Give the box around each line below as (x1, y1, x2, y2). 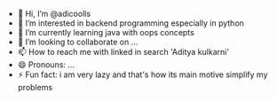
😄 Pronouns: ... (17, 59, 75, 70)
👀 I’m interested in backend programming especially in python (17, 18, 244, 28)
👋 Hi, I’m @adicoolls (17, 9, 91, 19)
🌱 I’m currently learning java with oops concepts (17, 27, 195, 37)
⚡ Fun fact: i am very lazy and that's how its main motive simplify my (17, 69, 268, 80)
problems (17, 82, 53, 92)
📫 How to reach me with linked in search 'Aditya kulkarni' (17, 47, 229, 57)
